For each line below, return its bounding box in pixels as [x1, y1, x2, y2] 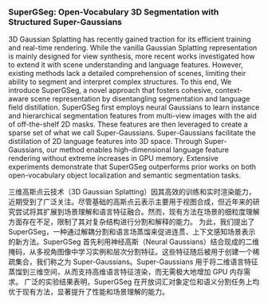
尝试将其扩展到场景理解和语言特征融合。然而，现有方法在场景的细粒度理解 [14, 207, 260, 217]
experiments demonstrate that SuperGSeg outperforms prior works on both [8, 162, 257, 172]
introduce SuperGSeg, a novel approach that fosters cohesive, [8, 86, 214, 95]
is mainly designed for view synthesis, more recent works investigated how [8, 51, 255, 62]
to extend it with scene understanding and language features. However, [8, 60, 243, 70]
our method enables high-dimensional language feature [46, 145, 230, 154]
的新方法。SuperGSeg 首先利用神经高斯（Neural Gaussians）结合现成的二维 [8, 237, 260, 246]
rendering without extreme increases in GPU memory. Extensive [8, 154, 219, 163]
